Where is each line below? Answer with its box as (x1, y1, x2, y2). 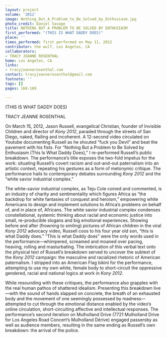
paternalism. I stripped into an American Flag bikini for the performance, (5, 259, 153, 265)
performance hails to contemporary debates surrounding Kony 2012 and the (5, 170, 161, 176)
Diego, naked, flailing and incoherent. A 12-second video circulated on (5, 134, 149, 140)
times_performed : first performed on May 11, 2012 (5, 40, 112, 45)
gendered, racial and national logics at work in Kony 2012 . (5, 270, 124, 276)
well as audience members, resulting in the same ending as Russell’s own (5, 322, 156, 328)
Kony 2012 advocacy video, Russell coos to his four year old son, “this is (5, 228, 154, 234)
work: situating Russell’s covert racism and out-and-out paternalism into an (5, 160, 159, 166)
